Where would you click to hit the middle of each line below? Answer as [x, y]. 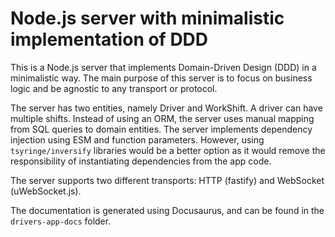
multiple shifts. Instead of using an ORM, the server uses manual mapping [162, 118]
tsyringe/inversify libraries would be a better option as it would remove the [168, 150]
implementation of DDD [109, 39]
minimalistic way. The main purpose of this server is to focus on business [161, 78]
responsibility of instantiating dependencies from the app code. [141, 161]
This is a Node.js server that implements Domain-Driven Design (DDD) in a [163, 67]
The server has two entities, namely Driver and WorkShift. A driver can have [166, 108]
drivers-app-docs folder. [61, 221]
